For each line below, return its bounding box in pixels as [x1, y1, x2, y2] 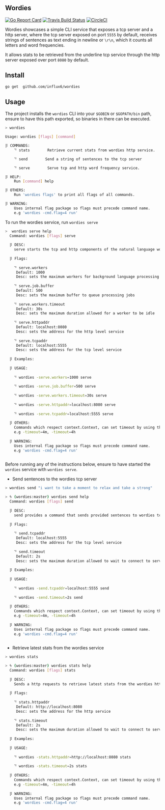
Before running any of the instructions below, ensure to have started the [5, 461, 151, 467]
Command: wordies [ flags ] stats [9, 668, 76, 673]
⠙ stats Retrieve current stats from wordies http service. [14, 147, 156, 153]
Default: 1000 [16, 270, 45, 275]
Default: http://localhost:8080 [16, 704, 82, 709]
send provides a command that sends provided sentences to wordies [14, 513, 155, 518]
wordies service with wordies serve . [5, 467, 78, 473]
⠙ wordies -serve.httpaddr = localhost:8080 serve [14, 402, 116, 407]
